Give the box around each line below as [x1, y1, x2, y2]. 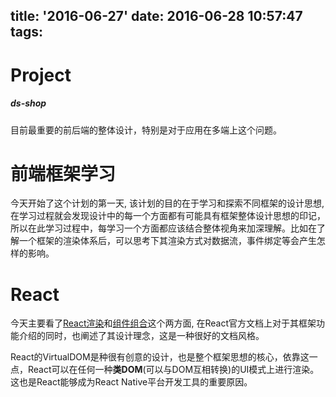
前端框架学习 [10, 162, 117, 185]
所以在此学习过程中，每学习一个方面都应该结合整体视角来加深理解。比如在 [10, 222, 317, 234]
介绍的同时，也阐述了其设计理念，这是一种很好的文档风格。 [18, 330, 265, 342]
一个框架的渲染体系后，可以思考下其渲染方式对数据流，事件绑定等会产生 [18, 235, 317, 247]
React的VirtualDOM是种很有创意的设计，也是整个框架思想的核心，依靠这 [10, 351, 310, 363]
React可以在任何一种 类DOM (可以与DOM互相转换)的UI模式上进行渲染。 [27, 364, 320, 376]
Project [10, 64, 72, 86]
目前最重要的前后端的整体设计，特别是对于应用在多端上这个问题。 [10, 124, 282, 136]
